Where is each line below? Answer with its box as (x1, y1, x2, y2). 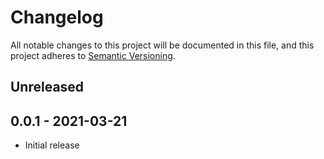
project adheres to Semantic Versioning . (10, 49, 176, 61)
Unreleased (10, 79, 85, 96)
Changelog (10, 6, 104, 29)
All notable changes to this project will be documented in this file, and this (10, 39, 315, 51)
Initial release (24, 139, 80, 151)
